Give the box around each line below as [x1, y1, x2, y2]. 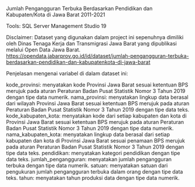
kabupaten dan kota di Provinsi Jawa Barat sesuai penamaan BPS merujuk [6, 137, 186, 144]
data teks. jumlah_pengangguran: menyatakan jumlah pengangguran [6, 156, 172, 162]
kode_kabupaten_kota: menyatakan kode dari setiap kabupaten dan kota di [6, 112, 187, 119]
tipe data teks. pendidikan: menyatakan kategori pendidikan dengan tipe [6, 150, 180, 157]
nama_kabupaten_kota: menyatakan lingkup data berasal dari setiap [6, 131, 170, 138]
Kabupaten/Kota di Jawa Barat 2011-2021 [6, 11, 105, 18]
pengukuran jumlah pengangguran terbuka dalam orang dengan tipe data [6, 168, 183, 175]
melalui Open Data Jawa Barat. [6, 46, 81, 53]
